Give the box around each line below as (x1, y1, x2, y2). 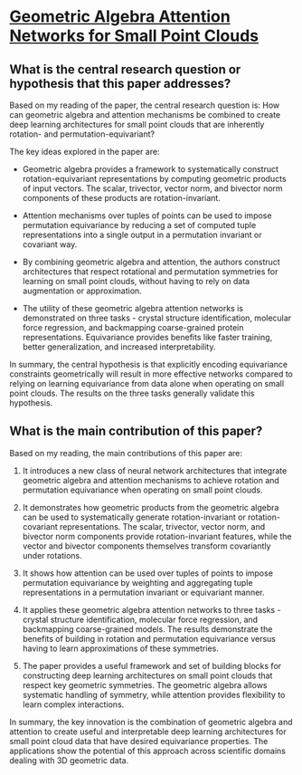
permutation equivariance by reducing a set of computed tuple (22, 220, 257, 230)
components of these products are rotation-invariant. (22, 193, 222, 203)
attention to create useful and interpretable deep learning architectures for (9, 726, 287, 737)
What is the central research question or (9, 62, 241, 77)
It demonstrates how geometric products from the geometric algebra (22, 502, 279, 512)
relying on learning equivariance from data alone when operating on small (9, 378, 285, 388)
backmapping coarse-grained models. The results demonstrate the (22, 623, 273, 635)
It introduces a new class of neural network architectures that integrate (22, 464, 288, 476)
